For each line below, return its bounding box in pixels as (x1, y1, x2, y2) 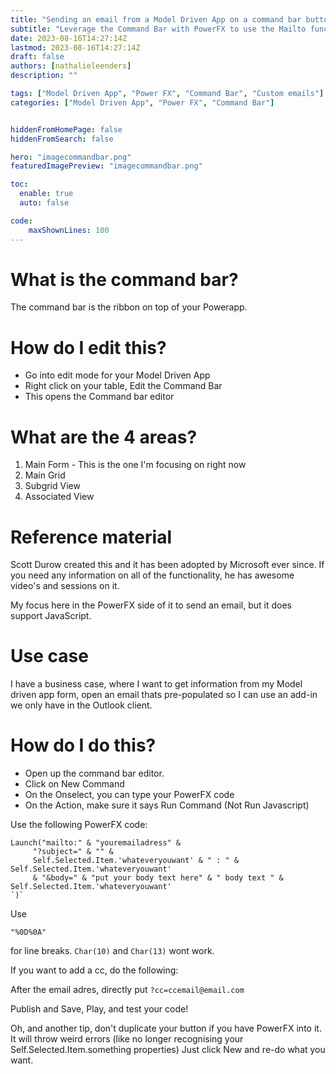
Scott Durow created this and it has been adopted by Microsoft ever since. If (10, 559, 325, 571)
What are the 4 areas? (10, 426, 198, 448)
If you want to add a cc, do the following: (10, 964, 179, 976)
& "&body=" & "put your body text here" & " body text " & (32, 873, 284, 883)
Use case (10, 645, 89, 668)
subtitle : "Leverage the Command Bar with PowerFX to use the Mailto (10, 24, 307, 34)
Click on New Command (24, 778, 125, 790)
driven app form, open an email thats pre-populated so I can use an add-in (10, 689, 318, 701)
